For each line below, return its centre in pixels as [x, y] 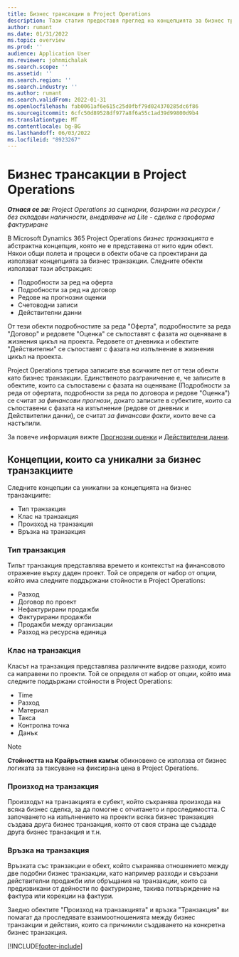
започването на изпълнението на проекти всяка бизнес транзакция [111, 817]
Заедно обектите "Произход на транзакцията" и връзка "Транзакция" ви [118, 910]
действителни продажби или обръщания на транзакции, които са [107, 881]
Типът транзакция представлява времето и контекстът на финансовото [116, 565]
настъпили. [25, 423]
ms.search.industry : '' [43, 87]
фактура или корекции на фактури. [60, 896]
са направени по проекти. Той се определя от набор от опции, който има [119, 673]
